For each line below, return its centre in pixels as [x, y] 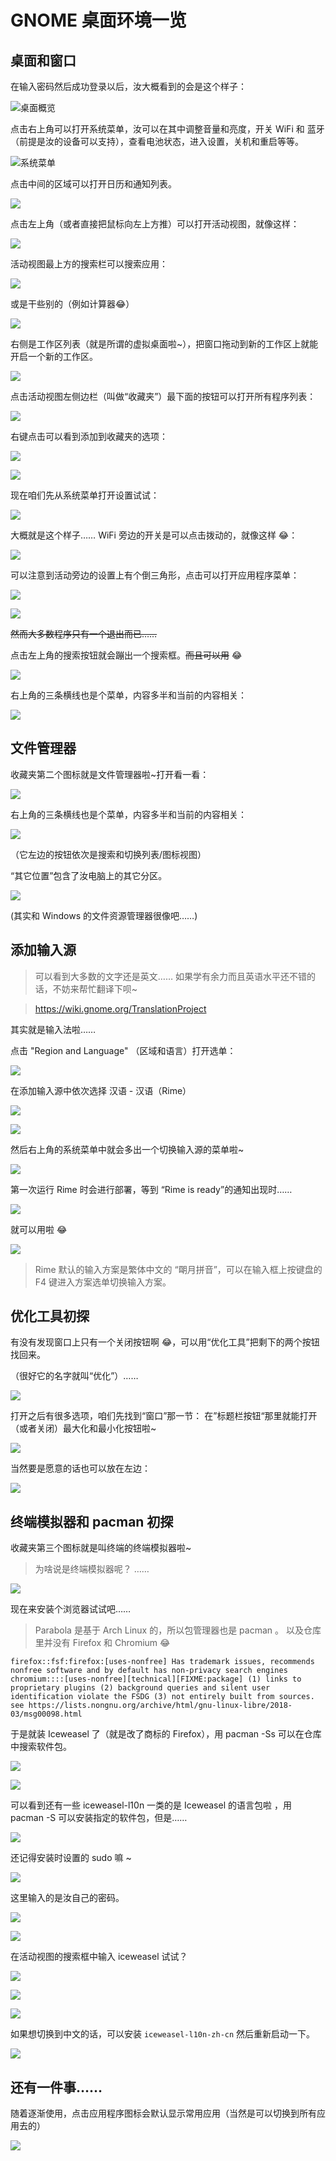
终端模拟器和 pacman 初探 [92, 1521]
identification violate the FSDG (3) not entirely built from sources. [162, 1697]
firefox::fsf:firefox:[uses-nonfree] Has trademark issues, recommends [162, 1662]
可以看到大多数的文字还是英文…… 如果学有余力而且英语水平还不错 [170, 976]
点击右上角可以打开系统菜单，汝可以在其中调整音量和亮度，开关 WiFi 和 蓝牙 [167, 129]
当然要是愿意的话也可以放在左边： [80, 1468]
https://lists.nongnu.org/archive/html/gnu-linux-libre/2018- [160, 1706]
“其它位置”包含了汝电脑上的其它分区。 [89, 875]
